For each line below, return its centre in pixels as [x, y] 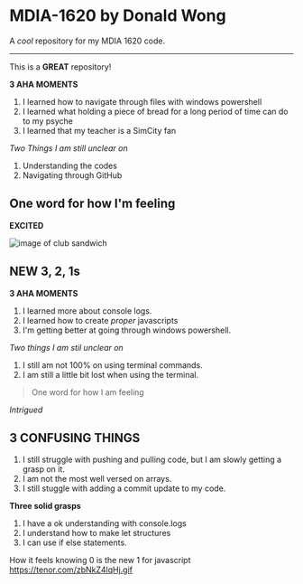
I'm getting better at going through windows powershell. [127, 330]
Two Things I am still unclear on [69, 148]
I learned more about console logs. [87, 311]
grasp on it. [44, 469]
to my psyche [48, 121]
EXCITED [27, 225]
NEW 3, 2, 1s [45, 272]
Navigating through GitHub [72, 175]
